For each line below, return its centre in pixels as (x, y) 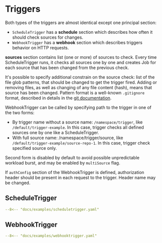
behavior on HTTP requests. (40, 48)
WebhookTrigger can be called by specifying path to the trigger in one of (78, 107)
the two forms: (20, 112)
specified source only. (34, 148)
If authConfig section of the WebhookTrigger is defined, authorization (75, 172)
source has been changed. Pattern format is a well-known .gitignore (75, 93)
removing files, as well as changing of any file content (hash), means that (79, 87)
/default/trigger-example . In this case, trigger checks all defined (78, 127)
